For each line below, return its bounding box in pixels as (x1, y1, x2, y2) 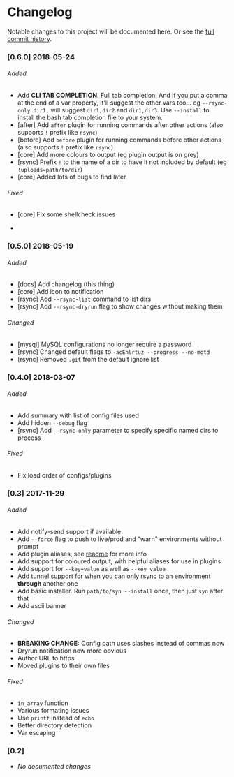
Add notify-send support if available (17, 528, 122, 536)
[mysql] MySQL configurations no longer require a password (17, 340, 192, 348)
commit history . (7, 34, 52, 43)
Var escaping (17, 729, 56, 737)
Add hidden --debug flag (17, 418, 87, 427)
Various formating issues (17, 706, 89, 715)
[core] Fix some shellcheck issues (17, 210, 116, 219)
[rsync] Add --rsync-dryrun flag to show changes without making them (17, 302, 224, 311)
